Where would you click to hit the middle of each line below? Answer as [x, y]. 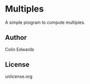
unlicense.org [19, 76]
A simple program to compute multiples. [45, 22]
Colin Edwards [19, 49]
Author [16, 38]
